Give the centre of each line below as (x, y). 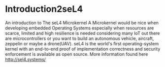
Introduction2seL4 (44, 9)
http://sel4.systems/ (25, 59)
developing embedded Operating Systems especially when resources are (80, 28)
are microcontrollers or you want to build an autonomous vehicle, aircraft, (80, 38)
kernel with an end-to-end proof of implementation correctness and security (83, 49)
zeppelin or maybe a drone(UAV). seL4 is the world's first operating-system (82, 43)
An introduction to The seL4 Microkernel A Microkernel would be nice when (82, 23)
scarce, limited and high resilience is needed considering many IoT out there (82, 33)
